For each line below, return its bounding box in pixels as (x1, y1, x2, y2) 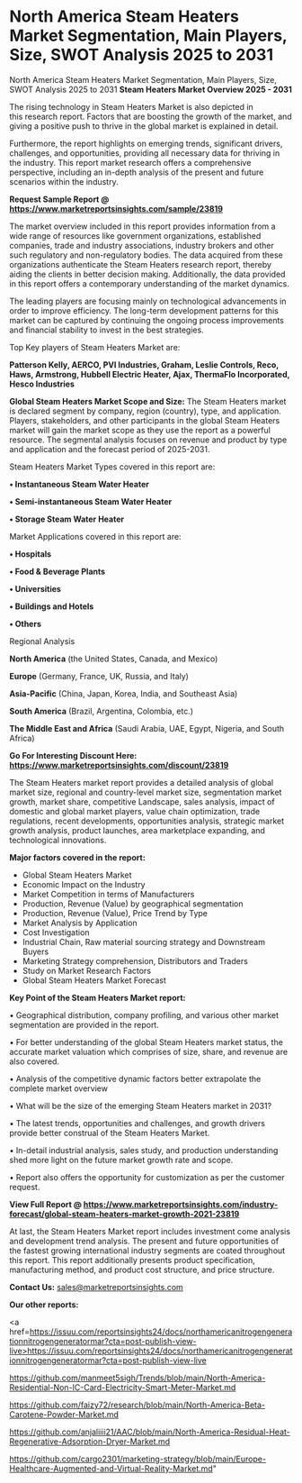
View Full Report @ (9, 1198, 83, 1209)
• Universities (9, 583, 61, 594)
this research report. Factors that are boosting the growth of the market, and (9, 111, 292, 122)
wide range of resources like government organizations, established (9, 230, 262, 241)
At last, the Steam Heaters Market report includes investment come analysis (9, 1225, 290, 1236)
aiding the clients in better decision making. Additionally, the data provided (9, 268, 286, 279)
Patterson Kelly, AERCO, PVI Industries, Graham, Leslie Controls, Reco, (9, 359, 280, 370)
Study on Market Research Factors (22, 965, 151, 976)
